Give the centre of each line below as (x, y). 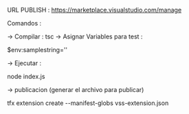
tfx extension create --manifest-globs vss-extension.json (88, 103)
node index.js (26, 76)
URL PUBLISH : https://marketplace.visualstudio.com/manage (94, 10)
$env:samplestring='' (37, 50)
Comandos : (24, 23)
